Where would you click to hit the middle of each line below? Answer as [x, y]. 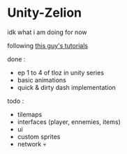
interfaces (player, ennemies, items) [69, 122]
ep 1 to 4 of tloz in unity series [61, 72]
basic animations [42, 80]
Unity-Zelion [45, 13]
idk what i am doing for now [47, 32]
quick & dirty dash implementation [67, 87]
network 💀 [32, 144]
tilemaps [30, 114]
